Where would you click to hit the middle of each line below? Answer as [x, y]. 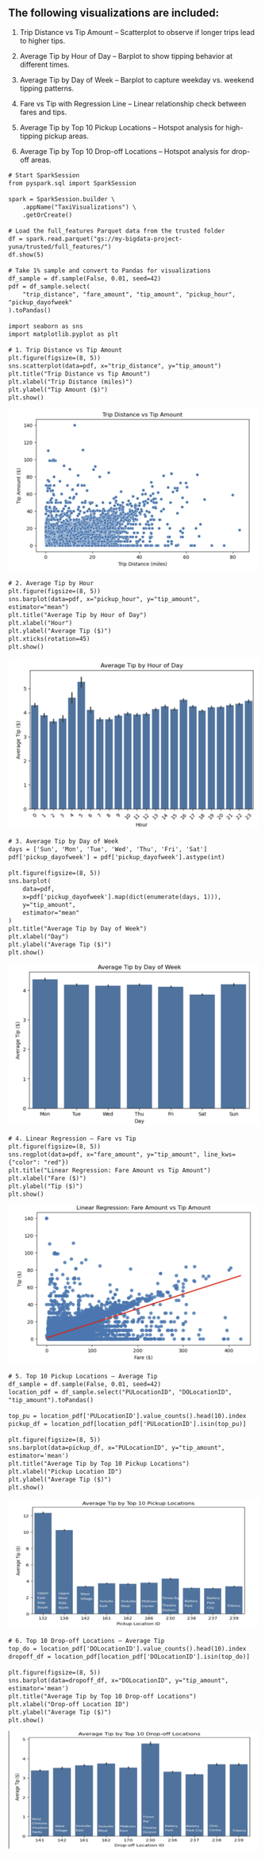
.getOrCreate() [48, 215]
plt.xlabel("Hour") [40, 623]
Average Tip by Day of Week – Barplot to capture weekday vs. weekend [136, 79]
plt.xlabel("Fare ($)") [48, 1178]
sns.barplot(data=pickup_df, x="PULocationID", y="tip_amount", [117, 1447]
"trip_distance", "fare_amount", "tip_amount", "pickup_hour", [129, 294]
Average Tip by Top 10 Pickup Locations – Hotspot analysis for [122, 127]
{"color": [25, 1162]
